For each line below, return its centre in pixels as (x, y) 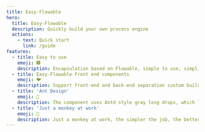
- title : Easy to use (39, 57)
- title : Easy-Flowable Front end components (71, 74)
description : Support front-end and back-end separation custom (101, 86)
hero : (13, 18)
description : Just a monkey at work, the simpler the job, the (99, 119)
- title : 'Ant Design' (41, 91)
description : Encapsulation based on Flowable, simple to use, (99, 68)
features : (19, 52)
